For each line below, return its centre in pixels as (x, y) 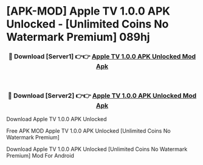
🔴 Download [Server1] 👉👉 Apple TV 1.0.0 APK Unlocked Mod (102, 57)
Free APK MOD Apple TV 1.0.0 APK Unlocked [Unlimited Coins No (89, 131)
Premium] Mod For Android (40, 155)
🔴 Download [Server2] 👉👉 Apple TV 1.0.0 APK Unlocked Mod (102, 96)
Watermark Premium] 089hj (78, 37)
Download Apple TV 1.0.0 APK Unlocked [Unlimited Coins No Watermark (97, 149)
